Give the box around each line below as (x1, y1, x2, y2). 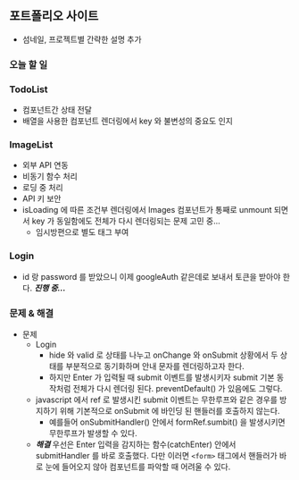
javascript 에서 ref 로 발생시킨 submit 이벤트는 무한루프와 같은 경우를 (35, 394, 278, 405)
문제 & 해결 (9, 307, 54, 319)
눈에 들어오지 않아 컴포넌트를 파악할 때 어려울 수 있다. (45, 461, 231, 472)
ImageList (9, 138, 54, 150)
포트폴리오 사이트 (9, 8, 99, 24)
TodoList (9, 83, 48, 96)
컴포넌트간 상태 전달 (21, 105, 92, 115)
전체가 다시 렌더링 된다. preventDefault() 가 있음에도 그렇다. (72, 383, 283, 393)
